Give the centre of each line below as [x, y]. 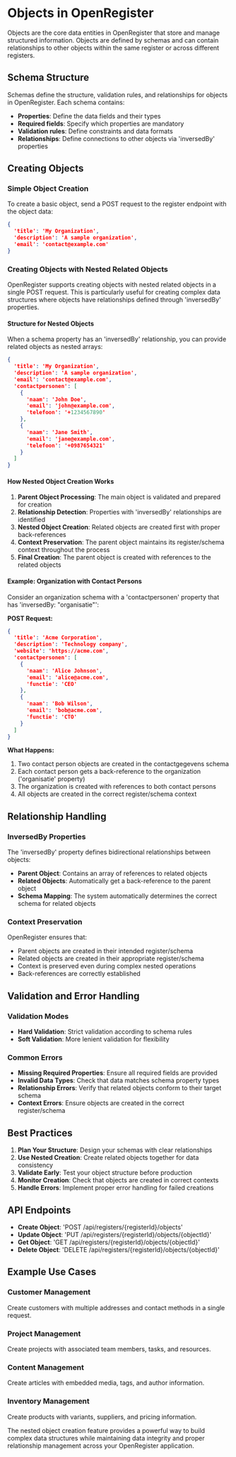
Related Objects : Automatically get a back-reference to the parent [114, 881]
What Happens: [31, 750]
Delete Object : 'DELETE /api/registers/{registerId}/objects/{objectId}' [119, 1250]
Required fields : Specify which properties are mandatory [101, 123]
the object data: [30, 211]
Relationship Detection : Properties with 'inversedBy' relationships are [119, 512]
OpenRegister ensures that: [47, 937]
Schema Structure [48, 78]
